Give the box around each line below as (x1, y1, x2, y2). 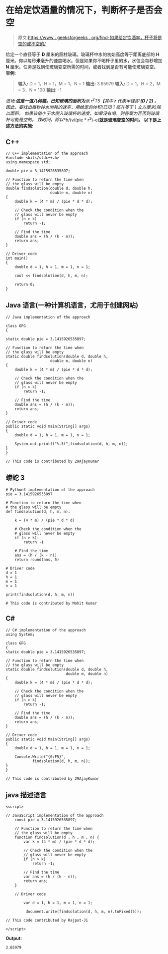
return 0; (14, 282, 35, 287)
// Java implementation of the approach (5, 315, 91, 319)
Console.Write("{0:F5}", (14, 754, 66, 759)
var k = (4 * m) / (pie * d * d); (23, 839, 95, 844)
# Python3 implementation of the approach (5, 487, 95, 492)
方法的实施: (9, 123, 34, 129)
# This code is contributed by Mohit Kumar (5, 601, 97, 606)
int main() (5, 256, 28, 261)
